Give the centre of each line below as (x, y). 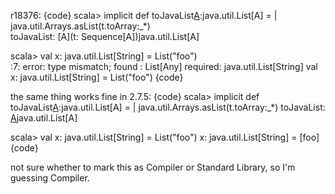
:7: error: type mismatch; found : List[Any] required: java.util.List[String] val (164, 66)
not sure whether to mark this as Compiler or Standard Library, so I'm (153, 167)
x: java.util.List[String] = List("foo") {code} (97, 77)
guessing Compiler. (50, 178)
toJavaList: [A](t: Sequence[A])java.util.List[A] (105, 36)
